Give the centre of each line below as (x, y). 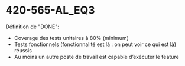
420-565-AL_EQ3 (50, 10)
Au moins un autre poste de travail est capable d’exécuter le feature (97, 57)
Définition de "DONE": (33, 27)
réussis (23, 50)
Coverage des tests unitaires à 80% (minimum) (72, 38)
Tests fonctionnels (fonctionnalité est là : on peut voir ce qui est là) (95, 44)
